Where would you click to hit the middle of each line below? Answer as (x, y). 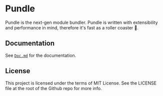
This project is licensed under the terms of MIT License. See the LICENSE (81, 83)
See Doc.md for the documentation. (41, 55)
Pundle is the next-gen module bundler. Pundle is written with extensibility (82, 22)
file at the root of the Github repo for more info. (53, 88)
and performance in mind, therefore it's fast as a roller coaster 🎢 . (72, 27)
